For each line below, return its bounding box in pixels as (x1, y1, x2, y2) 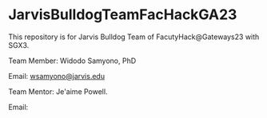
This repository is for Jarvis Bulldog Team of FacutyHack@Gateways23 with (8, 32, 260, 41)
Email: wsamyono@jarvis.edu (8, 71, 106, 81)
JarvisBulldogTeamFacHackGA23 (8, 6, 237, 24)
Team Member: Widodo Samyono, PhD (8, 56, 137, 65)
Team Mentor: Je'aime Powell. (8, 86, 108, 96)
